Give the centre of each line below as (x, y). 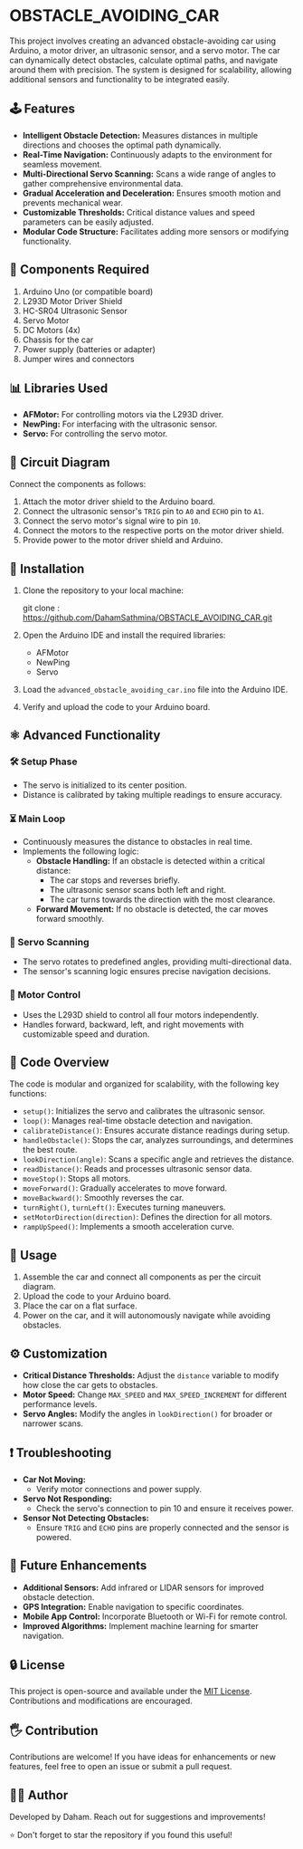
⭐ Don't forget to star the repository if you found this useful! (121, 1835)
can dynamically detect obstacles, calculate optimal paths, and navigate (144, 60)
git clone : (41, 608)
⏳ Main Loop (38, 819)
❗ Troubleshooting (61, 1453)
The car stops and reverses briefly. (115, 880)
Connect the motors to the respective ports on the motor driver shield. (153, 531)
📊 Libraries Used (59, 388)
